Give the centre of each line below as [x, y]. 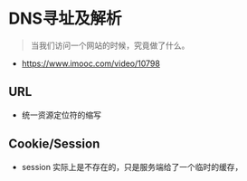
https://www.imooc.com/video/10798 [90, 63]
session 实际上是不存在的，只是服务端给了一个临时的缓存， [132, 167]
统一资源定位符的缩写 [61, 115]
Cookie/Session [54, 144]
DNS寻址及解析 [65, 19]
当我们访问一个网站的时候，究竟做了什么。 [110, 45]
